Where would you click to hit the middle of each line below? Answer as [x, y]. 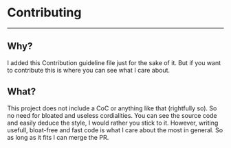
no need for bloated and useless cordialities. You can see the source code [112, 115]
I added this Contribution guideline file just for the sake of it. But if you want [114, 62]
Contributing [44, 13]
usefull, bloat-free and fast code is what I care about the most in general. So [115, 130]
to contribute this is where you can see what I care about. [89, 70]
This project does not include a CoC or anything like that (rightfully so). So [112, 108]
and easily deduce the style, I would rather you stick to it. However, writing [113, 123]
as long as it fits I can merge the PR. [58, 137]
